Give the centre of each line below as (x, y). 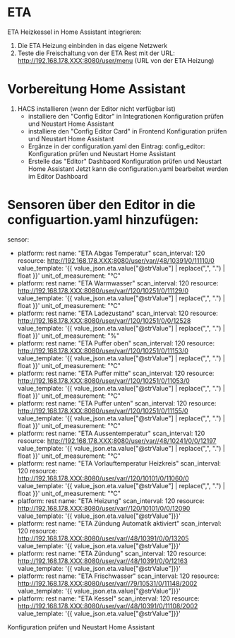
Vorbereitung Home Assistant (96, 89)
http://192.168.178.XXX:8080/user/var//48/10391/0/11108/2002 (108, 605)
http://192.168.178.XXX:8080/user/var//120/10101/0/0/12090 (104, 508)
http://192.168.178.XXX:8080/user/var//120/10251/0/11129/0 (103, 290)
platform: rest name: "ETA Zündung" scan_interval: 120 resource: (112, 553)
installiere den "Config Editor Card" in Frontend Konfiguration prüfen (127, 131)
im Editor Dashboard (58, 176)
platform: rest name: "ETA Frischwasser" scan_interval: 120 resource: (118, 576)
